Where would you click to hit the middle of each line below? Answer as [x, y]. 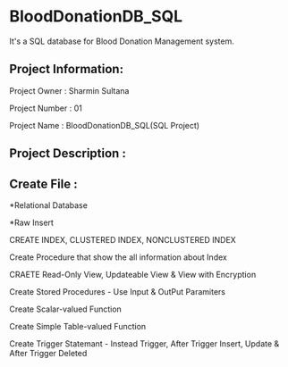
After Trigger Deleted [48, 353]
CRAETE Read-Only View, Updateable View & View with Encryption [133, 274]
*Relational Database [48, 205]
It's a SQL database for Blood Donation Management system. [122, 41]
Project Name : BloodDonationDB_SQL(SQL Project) [104, 125]
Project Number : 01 [46, 108]
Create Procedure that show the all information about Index [119, 257]
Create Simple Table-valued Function [78, 326]
